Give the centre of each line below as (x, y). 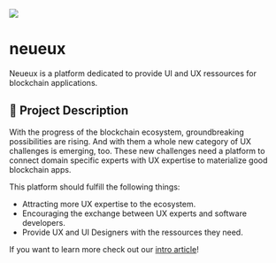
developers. (44, 222)
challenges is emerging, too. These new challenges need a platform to (137, 151)
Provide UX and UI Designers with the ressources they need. (132, 232)
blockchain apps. (40, 169)
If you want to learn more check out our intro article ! (104, 249)
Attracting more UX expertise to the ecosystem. (109, 204)
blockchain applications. (54, 82)
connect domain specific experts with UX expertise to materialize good (138, 160)
